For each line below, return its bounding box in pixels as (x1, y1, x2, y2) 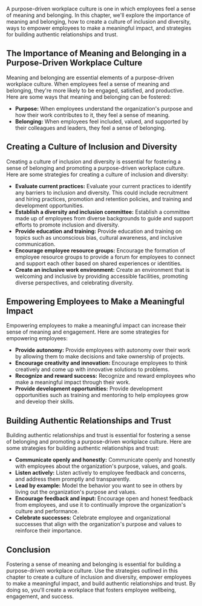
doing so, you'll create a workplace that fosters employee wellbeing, (6, 587, 177, 594)
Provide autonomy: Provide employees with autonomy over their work (15, 346, 191, 354)
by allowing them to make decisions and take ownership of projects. (15, 353, 185, 360)
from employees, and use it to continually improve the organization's (15, 501, 186, 509)
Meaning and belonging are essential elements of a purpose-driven (6, 74, 174, 81)
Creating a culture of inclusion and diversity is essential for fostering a (6, 157, 181, 165)
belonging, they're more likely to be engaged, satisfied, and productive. (6, 87, 184, 94)
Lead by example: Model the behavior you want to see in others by (15, 482, 183, 489)
